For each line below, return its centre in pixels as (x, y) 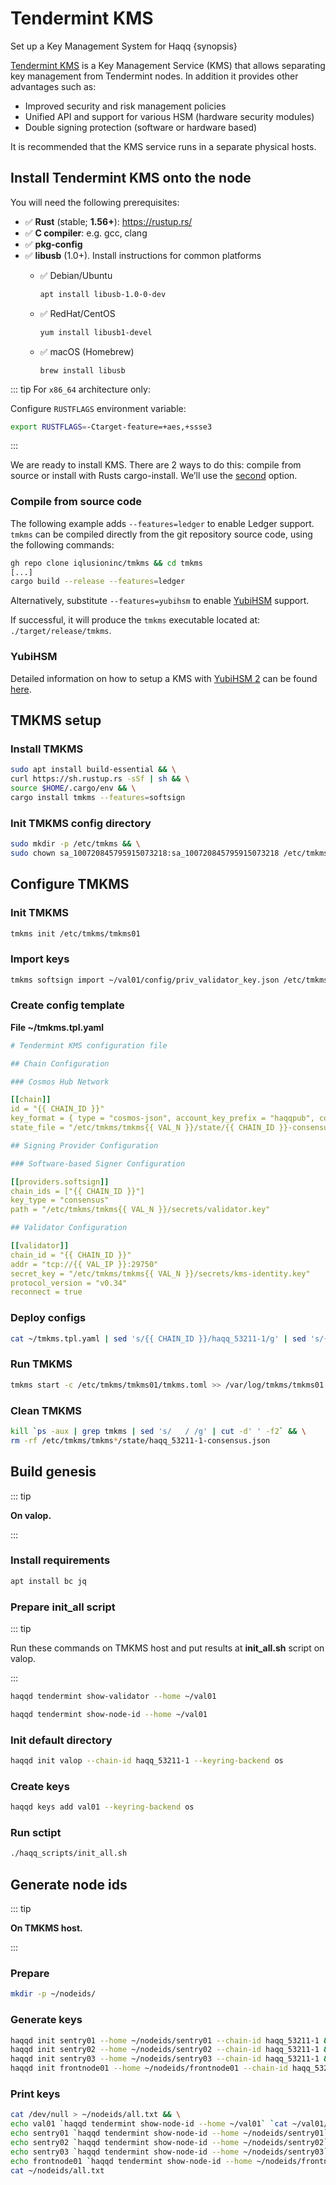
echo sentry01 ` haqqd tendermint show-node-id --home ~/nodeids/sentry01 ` (169, 2133)
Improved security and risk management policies (125, 106)
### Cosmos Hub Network (60, 1082)
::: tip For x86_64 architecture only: (80, 389)
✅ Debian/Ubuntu (76, 275)
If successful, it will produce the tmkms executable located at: (135, 620)
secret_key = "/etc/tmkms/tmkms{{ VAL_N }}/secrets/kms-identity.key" (160, 1273)
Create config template (67, 1005)
